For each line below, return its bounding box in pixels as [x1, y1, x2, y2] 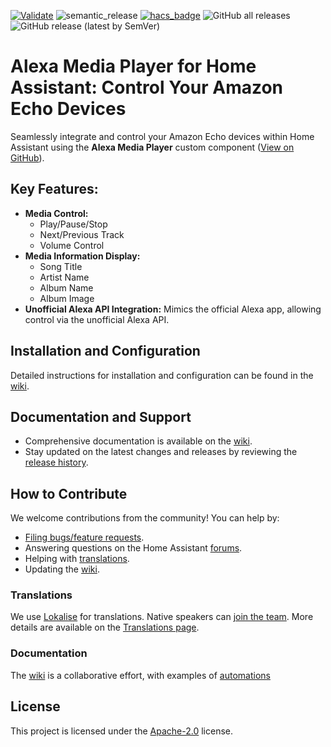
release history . [24, 456, 89, 469]
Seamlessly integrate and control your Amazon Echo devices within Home [10, 130, 315, 142]
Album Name [39, 281, 94, 294]
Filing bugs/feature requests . [24, 531, 145, 544]
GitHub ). [10, 151, 45, 164]
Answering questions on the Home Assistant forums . [24, 542, 243, 554]
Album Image [39, 292, 95, 304]
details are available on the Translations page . [10, 621, 200, 634]
